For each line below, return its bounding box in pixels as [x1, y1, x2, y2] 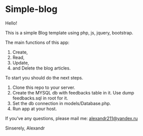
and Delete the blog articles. [12, 65, 71, 71]
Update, [12, 59, 29, 65]
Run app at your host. [12, 105, 57, 111]
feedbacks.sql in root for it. [12, 95, 68, 101]
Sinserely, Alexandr [5, 125, 45, 131]
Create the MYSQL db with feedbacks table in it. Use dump [12, 89, 134, 95]
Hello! [5, 20, 17, 26]
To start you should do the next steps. [5, 74, 83, 80]
